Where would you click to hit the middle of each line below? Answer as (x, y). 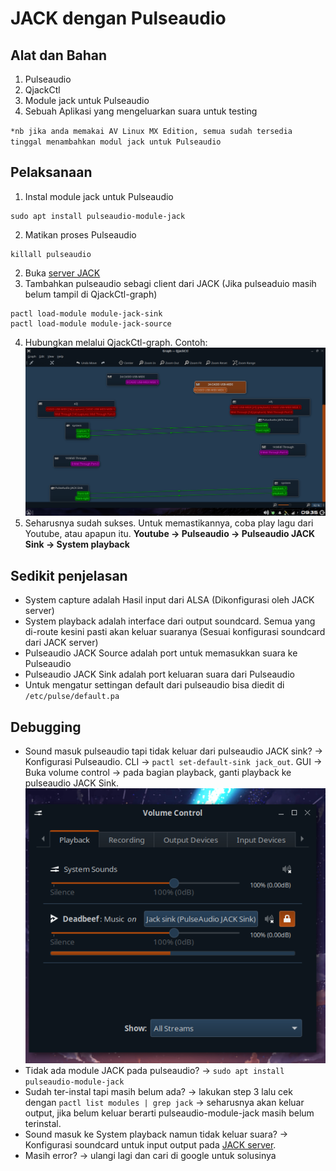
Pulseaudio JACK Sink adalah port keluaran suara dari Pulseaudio (159, 674)
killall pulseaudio (51, 254)
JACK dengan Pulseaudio (118, 18)
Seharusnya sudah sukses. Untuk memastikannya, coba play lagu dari (169, 523)
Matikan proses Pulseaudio (80, 234)
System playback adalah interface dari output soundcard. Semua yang (170, 621)
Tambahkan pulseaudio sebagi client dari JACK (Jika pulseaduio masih (170, 283)
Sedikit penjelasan (69, 575)
